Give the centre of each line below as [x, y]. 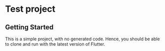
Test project [30, 9]
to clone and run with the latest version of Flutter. [55, 44]
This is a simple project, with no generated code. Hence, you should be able [82, 39]
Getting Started [29, 27]
